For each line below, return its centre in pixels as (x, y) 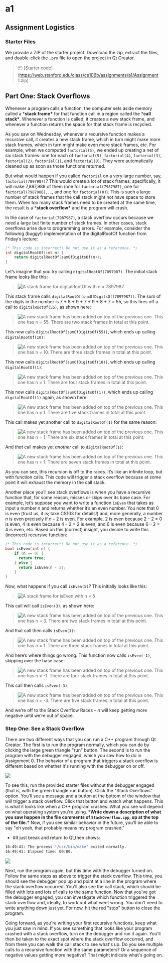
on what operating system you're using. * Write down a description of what (83, 812)
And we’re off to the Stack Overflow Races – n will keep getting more (76, 710)
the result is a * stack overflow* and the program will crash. (67, 208)
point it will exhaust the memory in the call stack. (56, 483)
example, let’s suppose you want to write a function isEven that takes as (79, 503)
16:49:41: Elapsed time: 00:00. (39, 852)
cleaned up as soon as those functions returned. (55, 166)
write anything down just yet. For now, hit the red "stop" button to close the (83, 908)
